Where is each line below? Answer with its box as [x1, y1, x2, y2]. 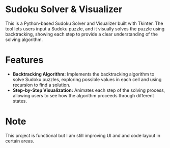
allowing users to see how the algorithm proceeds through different [12, 92, 154, 98]
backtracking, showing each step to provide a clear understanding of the [5, 31, 158, 37]
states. [12, 98, 27, 104]
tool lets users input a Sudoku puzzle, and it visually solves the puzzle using [5, 25, 165, 31]
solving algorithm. [5, 36, 43, 43]
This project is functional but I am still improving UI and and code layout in [5, 132, 160, 138]
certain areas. [5, 138, 35, 144]
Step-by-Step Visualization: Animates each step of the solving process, [12, 87, 165, 93]
